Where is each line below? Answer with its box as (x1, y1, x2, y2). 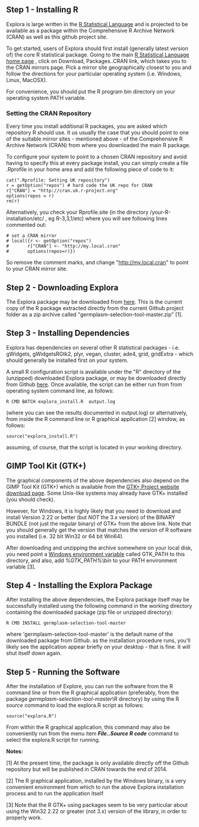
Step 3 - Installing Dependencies (6, 328, 130, 338)
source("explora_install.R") (6, 433, 78, 439)
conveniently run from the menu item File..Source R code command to (6, 730, 179, 737)
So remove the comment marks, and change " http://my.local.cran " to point (6, 259, 189, 266)
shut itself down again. (6, 650, 62, 657)
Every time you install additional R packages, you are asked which (6, 123, 168, 130)
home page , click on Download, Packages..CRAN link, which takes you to (6, 57, 187, 64)
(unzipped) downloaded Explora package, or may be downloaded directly (6, 375, 187, 382)
